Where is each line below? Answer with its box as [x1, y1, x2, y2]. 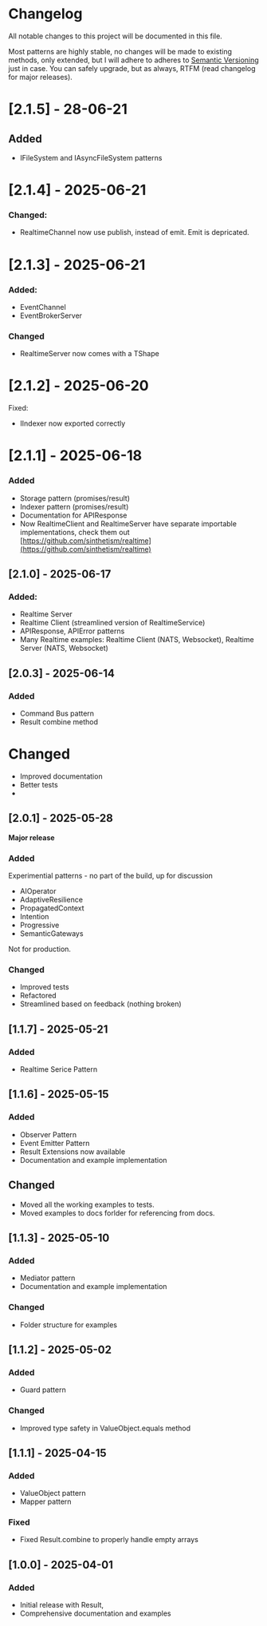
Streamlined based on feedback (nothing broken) [19, 999, 182, 1009]
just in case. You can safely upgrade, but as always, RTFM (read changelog [8, 63, 257, 73]
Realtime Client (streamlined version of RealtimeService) [19, 618, 206, 628]
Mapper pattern [19, 1497, 72, 1506]
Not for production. [8, 944, 72, 954]
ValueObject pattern [19, 1489, 86, 1498]
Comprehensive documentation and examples [19, 1608, 171, 1618]
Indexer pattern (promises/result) [19, 502, 129, 511]
